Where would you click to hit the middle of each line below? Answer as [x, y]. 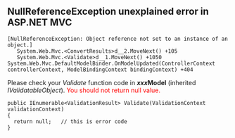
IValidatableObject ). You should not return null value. [84, 90]
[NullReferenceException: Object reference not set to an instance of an [118, 39]
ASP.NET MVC [40, 23]
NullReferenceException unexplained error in [108, 12]
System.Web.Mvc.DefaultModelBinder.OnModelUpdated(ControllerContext [112, 63]
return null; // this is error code [71, 121]
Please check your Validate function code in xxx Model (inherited [102, 82]
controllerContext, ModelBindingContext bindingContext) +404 [100, 70]
